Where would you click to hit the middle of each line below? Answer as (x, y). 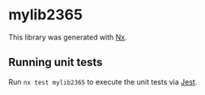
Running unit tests (56, 62)
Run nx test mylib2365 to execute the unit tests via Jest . (103, 81)
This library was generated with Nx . (68, 37)
